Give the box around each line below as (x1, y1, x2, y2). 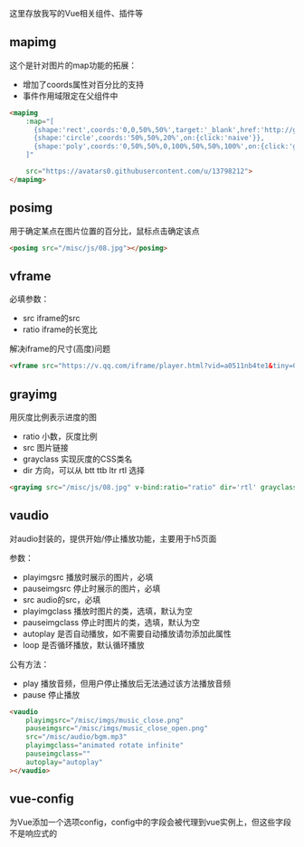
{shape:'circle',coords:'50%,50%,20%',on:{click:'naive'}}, (33, 134, 265, 143)
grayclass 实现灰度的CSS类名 (22, 453, 133, 464)
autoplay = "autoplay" (25, 757, 103, 766)
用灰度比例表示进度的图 (9, 412, 97, 423)
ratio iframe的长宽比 (22, 324, 98, 335)
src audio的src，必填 (22, 594, 101, 604)
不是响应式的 (9, 827, 57, 839)
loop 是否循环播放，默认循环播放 (22, 639, 145, 650)
